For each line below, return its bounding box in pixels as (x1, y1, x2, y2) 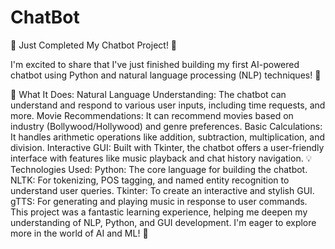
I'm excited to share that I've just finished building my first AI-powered (10, 58, 300, 70)
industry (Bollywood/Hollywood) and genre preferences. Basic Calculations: (10, 120, 323, 132)
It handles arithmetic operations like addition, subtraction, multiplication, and (10, 131, 326, 143)
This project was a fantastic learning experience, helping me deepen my (10, 206, 308, 218)
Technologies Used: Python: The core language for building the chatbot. (10, 163, 308, 175)
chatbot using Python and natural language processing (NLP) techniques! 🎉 (10, 69, 322, 81)
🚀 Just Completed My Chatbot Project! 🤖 (10, 39, 178, 51)
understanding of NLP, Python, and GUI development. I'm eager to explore (10, 216, 317, 228)
